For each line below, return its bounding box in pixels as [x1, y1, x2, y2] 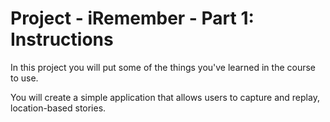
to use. [10, 72, 39, 84]
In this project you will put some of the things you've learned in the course [10, 61, 317, 73]
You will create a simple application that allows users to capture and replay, [10, 91, 320, 103]
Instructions [10, 28, 114, 51]
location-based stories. [10, 102, 107, 114]
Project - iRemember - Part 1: [10, 7, 255, 30]
